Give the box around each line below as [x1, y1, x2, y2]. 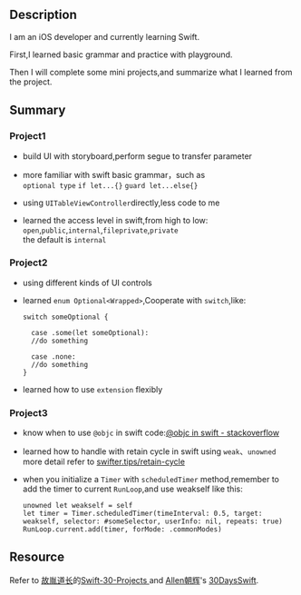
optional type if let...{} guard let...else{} [22, 181, 199, 190]
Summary [9, 103, 66, 118]
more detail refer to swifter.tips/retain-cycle [22, 456, 186, 467]
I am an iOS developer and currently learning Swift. [9, 31, 200, 42]
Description [9, 7, 77, 23]
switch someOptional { [22, 312, 109, 322]
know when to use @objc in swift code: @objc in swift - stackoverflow [22, 427, 279, 439]
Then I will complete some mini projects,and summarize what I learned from [9, 66, 293, 77]
